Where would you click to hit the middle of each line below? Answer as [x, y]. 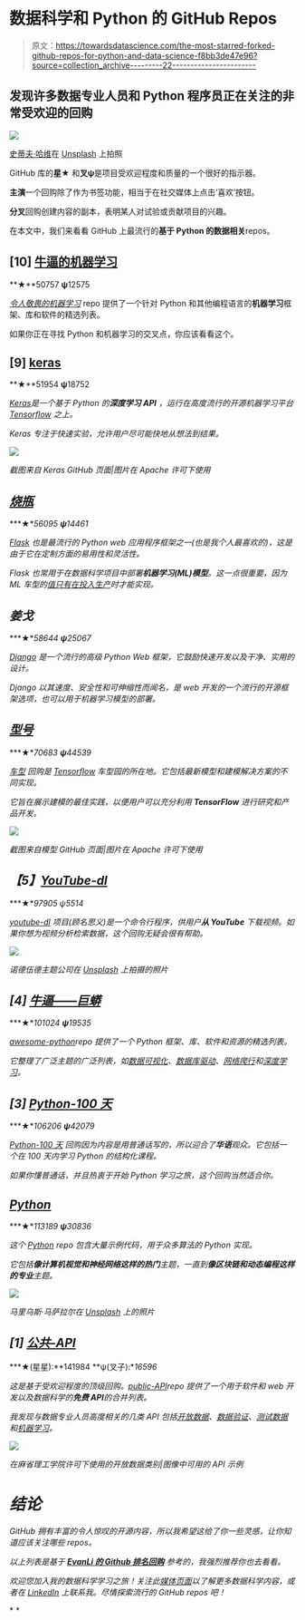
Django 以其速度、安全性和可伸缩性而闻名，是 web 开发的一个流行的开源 [145, 687]
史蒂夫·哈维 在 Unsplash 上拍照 [66, 153]
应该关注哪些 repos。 [57, 1542]
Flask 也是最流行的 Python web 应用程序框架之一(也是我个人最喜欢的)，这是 [151, 543]
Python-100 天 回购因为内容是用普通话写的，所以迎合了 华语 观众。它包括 [144, 1145]
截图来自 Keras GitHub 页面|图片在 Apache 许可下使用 [110, 470]
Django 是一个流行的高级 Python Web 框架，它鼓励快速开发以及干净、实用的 [152, 657]
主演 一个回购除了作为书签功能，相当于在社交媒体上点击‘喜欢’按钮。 [134, 192]
